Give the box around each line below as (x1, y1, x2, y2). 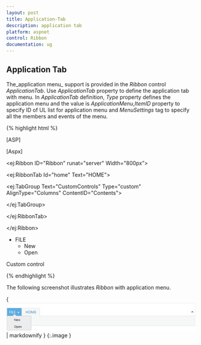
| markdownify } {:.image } (6, 332, 72, 339)
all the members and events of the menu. (6, 112, 108, 120)
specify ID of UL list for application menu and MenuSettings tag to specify (6, 106, 190, 113)
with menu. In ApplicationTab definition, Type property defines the (6, 93, 171, 101)
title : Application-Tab (6, 16, 66, 22)
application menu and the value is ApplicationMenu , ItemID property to (6, 100, 181, 107)
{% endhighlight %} (6, 272, 55, 279)
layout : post (6, 10, 39, 16)
